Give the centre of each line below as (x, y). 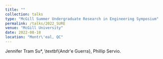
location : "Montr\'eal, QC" (34, 37)
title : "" (15, 10)
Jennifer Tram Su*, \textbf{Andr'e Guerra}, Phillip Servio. (63, 51)
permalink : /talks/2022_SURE (35, 23)
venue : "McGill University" (34, 28)
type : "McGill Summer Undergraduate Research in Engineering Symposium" (82, 19)
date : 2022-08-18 (23, 32)
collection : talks (24, 14)
